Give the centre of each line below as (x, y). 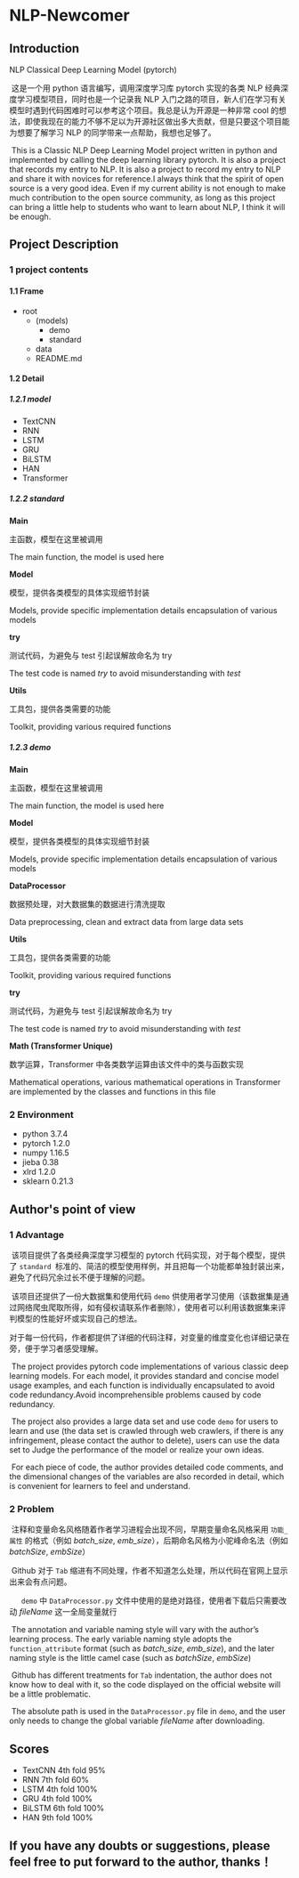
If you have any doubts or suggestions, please (140, 1846)
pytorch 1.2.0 (46, 1144)
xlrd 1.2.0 (39, 1172)
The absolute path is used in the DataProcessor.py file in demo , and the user (149, 1712)
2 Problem (32, 1509)
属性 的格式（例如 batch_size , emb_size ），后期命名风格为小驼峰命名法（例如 (149, 1541)
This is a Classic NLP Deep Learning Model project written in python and (144, 150)
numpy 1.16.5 (45, 1153)
